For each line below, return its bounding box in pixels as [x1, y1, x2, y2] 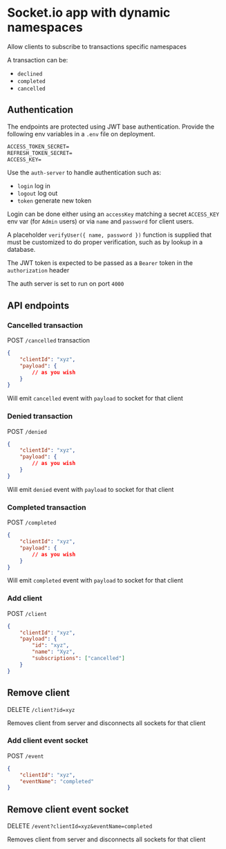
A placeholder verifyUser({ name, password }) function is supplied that [7, 230, 212, 239]
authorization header [7, 266, 70, 275]
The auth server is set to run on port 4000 [7, 280, 124, 288]
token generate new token [17, 197, 92, 205]
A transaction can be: [7, 55, 68, 64]
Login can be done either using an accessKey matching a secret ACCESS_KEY [7, 210, 220, 219]
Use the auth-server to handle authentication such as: [7, 168, 161, 177]
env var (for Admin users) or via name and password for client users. [7, 217, 194, 226]
